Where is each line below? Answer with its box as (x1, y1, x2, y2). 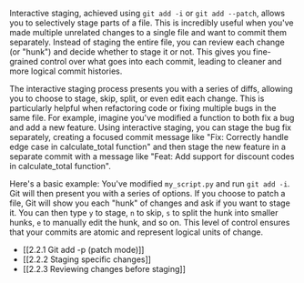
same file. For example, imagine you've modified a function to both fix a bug (9, 113, 295, 123)
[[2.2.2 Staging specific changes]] (22, 254, 152, 265)
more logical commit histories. (9, 66, 123, 76)
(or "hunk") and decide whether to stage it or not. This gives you (9, 46, 252, 57)
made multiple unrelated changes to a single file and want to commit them (9, 27, 287, 37)
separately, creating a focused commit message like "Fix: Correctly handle (9, 132, 289, 142)
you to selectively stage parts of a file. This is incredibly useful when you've (9, 17, 294, 28)
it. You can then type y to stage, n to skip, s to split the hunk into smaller (9, 207, 279, 217)
